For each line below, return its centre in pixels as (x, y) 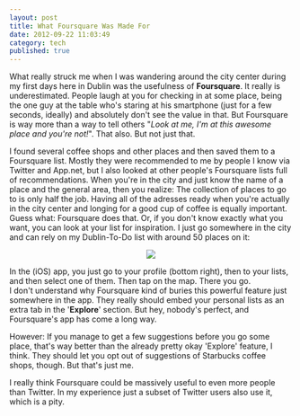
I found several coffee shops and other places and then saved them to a (142, 151)
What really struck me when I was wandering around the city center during (148, 76)
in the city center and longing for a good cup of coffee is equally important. (148, 208)
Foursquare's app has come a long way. (83, 319)
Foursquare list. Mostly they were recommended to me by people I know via (150, 161)
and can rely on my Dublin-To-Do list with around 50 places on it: (130, 237)
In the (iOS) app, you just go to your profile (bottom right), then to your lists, (149, 271)
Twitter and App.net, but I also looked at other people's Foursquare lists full (148, 171)
